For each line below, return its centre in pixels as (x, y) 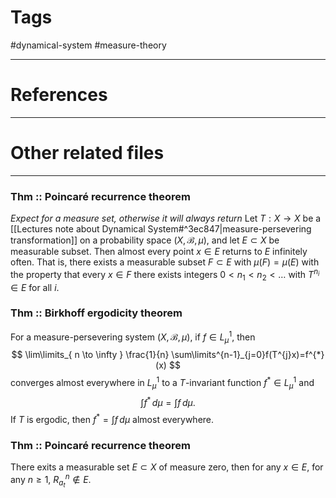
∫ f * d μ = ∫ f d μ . (168, 401)
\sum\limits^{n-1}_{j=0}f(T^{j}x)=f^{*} (248, 355)
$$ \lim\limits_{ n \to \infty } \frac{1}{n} (90, 355)
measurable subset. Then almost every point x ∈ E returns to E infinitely (159, 252)
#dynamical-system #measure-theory (88, 45)
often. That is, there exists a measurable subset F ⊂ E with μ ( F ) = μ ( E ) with (165, 262)
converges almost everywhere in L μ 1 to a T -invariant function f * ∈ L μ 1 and (162, 383)
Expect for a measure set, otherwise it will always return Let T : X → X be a (166, 218)
